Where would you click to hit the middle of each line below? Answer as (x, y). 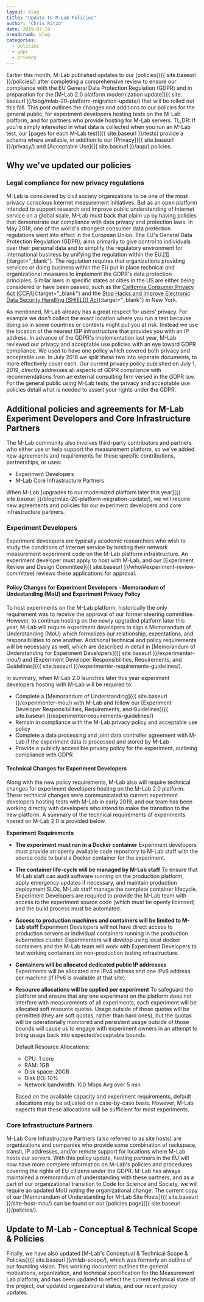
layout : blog (23, 12)
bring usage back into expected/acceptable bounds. (81, 1035)
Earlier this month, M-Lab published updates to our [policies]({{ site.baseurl (101, 75)
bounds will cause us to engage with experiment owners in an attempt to (106, 1028)
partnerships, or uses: (34, 463)
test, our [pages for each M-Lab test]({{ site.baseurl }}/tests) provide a (95, 133)
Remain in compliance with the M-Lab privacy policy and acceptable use (106, 722)
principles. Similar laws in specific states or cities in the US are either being (100, 280)
